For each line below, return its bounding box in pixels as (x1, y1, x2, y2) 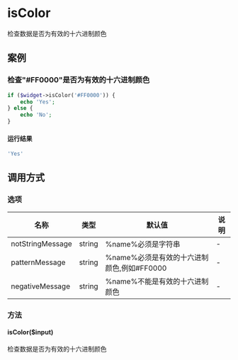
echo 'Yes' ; (20, 98, 55, 106)
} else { (7, 105, 33, 112)
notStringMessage (11, 239, 72, 249)
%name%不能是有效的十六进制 (105, 276, 209, 286)
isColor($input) (7, 328, 54, 337)
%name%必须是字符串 (105, 239, 181, 249)
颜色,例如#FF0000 (105, 263, 167, 273)
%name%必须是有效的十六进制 (105, 252, 209, 262)
